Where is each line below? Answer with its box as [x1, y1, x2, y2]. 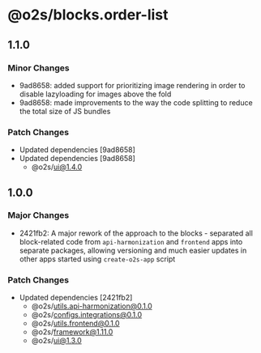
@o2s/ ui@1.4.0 [31, 162, 83, 172]
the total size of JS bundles [19, 106, 111, 116]
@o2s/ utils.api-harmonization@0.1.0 [31, 301, 153, 311]
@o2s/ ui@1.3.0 [31, 336, 82, 346]
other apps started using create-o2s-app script [19, 253, 176, 264]
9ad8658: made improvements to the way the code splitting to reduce [19, 97, 253, 107]
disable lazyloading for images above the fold [19, 89, 172, 99]
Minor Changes [7, 62, 70, 74]
